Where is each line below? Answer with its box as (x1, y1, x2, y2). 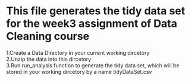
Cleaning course (6, 30, 90, 43)
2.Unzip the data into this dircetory (6, 55, 92, 63)
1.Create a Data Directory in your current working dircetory (6, 49, 150, 56)
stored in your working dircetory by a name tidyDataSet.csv (6, 68, 152, 75)
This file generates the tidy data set (6, 4, 186, 18)
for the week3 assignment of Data (6, 17, 177, 30)
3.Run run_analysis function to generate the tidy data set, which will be (6, 61, 180, 69)
